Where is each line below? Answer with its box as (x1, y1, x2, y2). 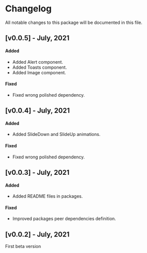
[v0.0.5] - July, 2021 (5, 34, 70, 42)
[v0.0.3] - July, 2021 (5, 168, 70, 177)
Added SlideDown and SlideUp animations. (12, 131, 101, 137)
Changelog (5, 3, 52, 14)
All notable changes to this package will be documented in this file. (5, 19, 143, 25)
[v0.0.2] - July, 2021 (5, 230, 70, 239)
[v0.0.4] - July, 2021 (5, 107, 70, 115)
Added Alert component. (12, 59, 63, 65)
